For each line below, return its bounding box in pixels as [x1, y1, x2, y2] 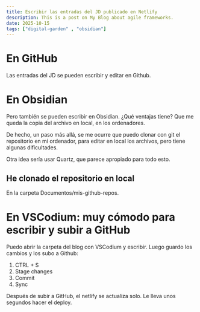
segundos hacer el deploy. [6, 299, 72, 306]
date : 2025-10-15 [6, 20, 50, 26]
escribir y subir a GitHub [6, 223, 131, 237]
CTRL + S [14, 261, 39, 268]
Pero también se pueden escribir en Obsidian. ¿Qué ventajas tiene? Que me [6, 113, 194, 120]
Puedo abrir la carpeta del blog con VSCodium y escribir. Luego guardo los [6, 243, 193, 250]
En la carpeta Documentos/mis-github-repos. [6, 189, 119, 197]
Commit [14, 274, 35, 281]
